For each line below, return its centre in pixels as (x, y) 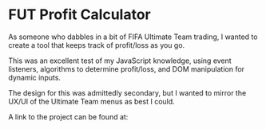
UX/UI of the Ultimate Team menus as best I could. (92, 101)
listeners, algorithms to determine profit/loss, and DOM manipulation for (127, 68)
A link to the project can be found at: (68, 116)
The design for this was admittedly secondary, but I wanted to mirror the (127, 92)
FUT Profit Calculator (79, 15)
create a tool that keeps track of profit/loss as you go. (97, 45)
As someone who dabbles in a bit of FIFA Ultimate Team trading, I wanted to (133, 37)
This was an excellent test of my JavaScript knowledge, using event (120, 61)
